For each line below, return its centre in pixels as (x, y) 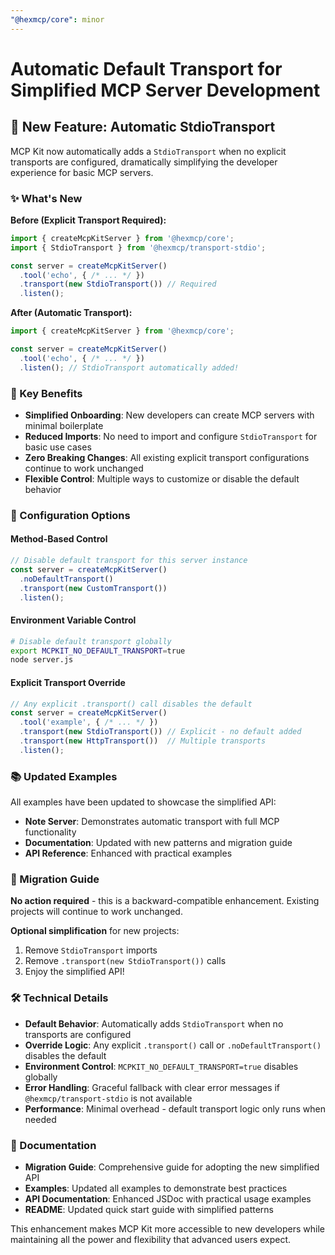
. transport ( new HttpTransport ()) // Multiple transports (143, 741)
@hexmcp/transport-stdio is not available (108, 1098)
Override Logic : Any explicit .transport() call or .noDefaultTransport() (173, 1045)
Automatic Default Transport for (146, 68)
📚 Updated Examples (64, 776)
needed (40, 1119)
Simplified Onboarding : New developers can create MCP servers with (169, 415)
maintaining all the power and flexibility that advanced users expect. (151, 1239)
